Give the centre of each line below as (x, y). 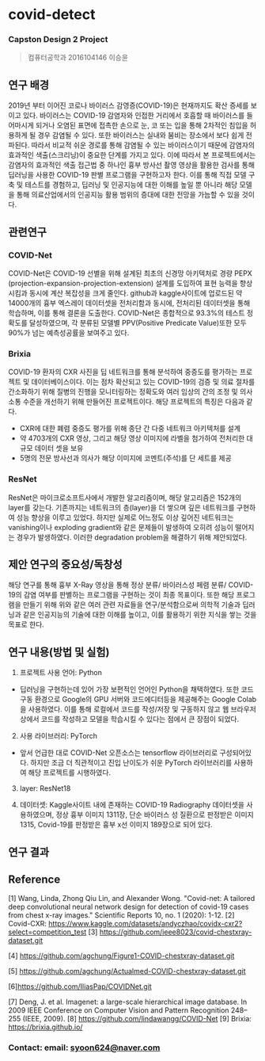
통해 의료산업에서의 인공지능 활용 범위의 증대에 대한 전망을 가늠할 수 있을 (128, 195)
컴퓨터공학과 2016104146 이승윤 (78, 58)
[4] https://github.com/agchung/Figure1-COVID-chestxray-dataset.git (121, 956)
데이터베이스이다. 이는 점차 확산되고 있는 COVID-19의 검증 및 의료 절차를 (143, 382)
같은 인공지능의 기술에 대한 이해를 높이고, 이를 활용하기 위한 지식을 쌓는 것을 (140, 615)
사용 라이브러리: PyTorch (58, 736)
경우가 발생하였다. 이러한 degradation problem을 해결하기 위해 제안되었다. (132, 537)
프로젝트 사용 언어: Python (61, 673)
